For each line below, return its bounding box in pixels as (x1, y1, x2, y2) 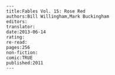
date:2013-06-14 (6, 29, 46, 35)
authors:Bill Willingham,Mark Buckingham (6, 14, 110, 19)
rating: (6, 34, 25, 40)
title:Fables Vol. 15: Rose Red (6, 8, 86, 14)
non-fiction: (6, 50, 38, 56)
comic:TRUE (6, 55, 33, 61)
